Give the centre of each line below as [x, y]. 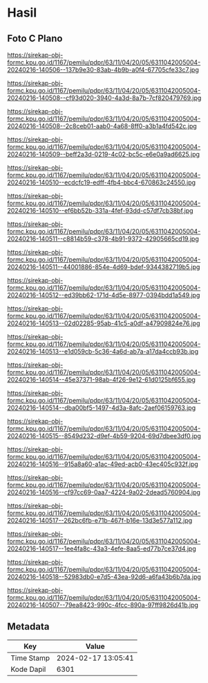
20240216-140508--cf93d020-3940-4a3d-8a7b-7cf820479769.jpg [104, 98]
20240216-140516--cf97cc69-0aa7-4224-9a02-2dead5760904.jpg [104, 492]
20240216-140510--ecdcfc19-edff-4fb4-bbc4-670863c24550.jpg [101, 182]
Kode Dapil [28, 669]
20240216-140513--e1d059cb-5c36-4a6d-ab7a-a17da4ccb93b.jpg [103, 351]
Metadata [28, 626]
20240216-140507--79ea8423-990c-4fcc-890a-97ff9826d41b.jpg [103, 605]
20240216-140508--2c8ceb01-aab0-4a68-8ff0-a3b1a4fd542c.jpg [102, 126]
